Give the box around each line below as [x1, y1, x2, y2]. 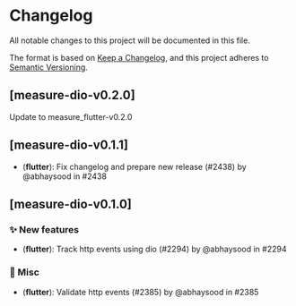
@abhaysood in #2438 [22, 171, 108, 182]
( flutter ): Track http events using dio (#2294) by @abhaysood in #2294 [22, 243, 287, 255]
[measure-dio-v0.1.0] [9, 196, 132, 211]
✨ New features [9, 223, 80, 235]
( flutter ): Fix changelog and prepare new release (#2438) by [22, 161, 247, 172]
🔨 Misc [9, 266, 40, 278]
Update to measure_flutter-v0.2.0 [9, 111, 133, 122]
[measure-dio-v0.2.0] [9, 88, 136, 103]
